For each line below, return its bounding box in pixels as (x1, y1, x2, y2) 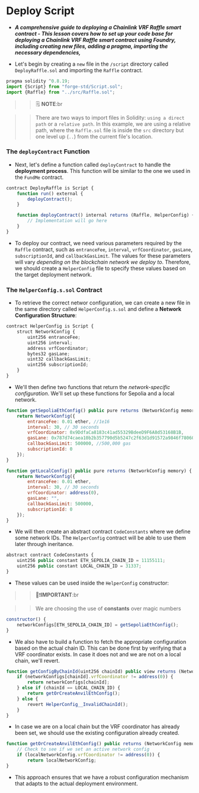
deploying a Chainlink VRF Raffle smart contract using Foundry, (14, 36, 176, 43)
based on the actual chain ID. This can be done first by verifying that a (14, 644, 187, 651)
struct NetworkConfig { (17, 329, 76, 335)
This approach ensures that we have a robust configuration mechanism (14, 773, 189, 781)
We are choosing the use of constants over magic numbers (35, 605, 182, 612)
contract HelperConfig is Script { (6, 323, 94, 329)
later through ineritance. (14, 541, 74, 548)
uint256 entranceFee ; (27, 334, 81, 340)
